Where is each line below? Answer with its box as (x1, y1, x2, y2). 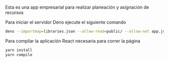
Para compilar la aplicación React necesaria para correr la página (5, 37, 141, 44)
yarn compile (5, 52, 33, 57)
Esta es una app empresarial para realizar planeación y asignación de (5, 4, 149, 10)
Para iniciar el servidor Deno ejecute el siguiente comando (5, 19, 127, 25)
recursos (5, 9, 24, 15)
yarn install (5, 47, 33, 52)
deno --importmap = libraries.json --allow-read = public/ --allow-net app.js (5, 29, 165, 34)
